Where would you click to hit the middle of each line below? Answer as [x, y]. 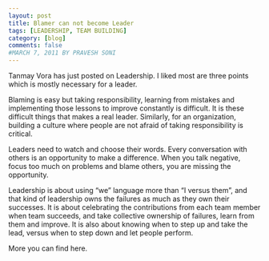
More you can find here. [48, 248]
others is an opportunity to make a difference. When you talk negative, [124, 158]
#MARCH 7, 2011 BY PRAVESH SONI [62, 53]
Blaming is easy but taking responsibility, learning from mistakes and [121, 100]
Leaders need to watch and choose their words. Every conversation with [128, 149]
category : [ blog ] [37, 38]
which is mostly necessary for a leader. [73, 84]
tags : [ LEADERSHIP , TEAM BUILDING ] [68, 30]
